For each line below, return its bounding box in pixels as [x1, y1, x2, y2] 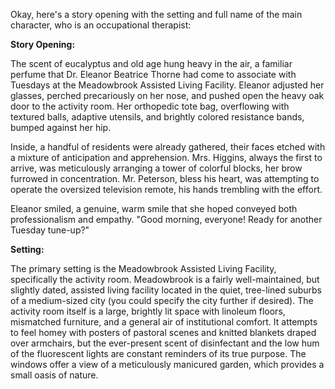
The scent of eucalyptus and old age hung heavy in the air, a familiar [10, 58, 293, 69]
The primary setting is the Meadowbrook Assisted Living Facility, [10, 263, 277, 274]
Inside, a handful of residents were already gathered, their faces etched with [10, 141, 326, 153]
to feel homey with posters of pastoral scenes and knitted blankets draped [10, 327, 317, 338]
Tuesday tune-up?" [10, 224, 90, 236]
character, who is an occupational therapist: [10, 19, 192, 31]
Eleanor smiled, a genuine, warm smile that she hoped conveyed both [10, 203, 298, 214]
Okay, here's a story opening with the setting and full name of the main [10, 9, 303, 20]
